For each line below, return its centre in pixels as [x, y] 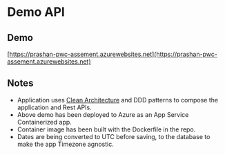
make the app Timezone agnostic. [65, 144]
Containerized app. [45, 122]
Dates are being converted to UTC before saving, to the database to [114, 136]
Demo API [36, 12]
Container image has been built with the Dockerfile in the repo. [106, 129]
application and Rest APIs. [54, 107]
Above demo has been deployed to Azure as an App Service [103, 114]
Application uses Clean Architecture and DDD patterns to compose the [118, 100]
